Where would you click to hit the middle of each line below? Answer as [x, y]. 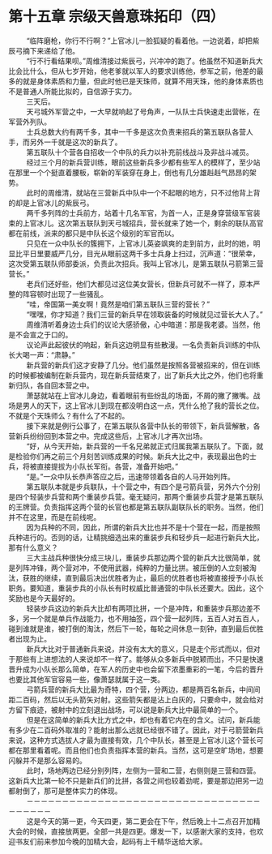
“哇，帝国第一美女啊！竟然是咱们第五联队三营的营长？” [118, 304]
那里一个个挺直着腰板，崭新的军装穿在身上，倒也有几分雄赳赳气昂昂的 [132, 172]
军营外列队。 [30, 122]
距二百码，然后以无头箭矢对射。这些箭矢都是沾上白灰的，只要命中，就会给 [132, 699]
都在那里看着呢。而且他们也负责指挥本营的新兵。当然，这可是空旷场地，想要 [136, 750]
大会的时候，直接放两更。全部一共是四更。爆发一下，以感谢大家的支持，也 [132, 831]
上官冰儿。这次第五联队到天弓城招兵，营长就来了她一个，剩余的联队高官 [143, 223]
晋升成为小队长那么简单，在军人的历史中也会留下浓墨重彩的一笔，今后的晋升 [136, 669]
